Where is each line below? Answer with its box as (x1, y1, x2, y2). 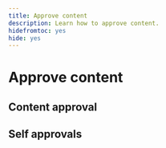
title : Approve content (8, 11, 88, 20)
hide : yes (8, 34, 42, 42)
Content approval (8, 100, 98, 114)
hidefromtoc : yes (8, 26, 67, 34)
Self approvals (8, 127, 83, 141)
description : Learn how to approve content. (8, 19, 160, 27)
